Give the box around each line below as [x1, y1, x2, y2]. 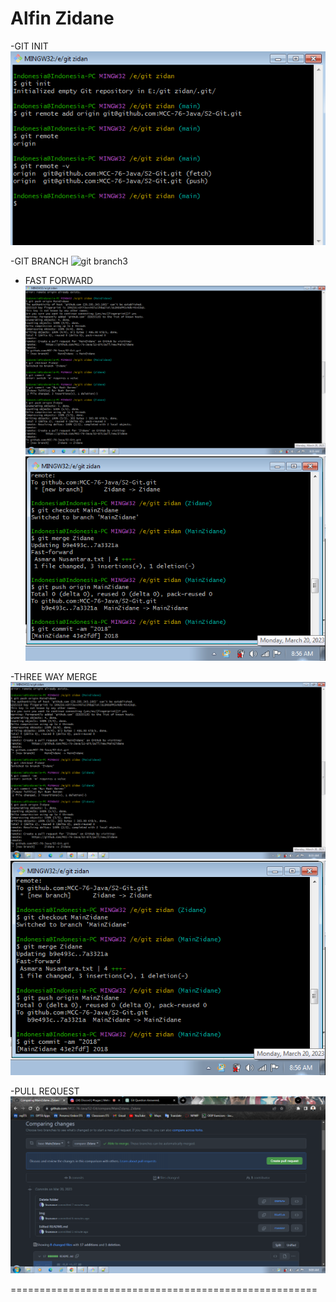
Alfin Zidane [10, 7, 115, 30]
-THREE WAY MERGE [10, 670, 98, 682]
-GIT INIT [10, 40, 49, 52]
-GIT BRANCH [10, 255, 69, 267]
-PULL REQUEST [10, 1085, 80, 1097]
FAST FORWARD [24, 275, 94, 287]
